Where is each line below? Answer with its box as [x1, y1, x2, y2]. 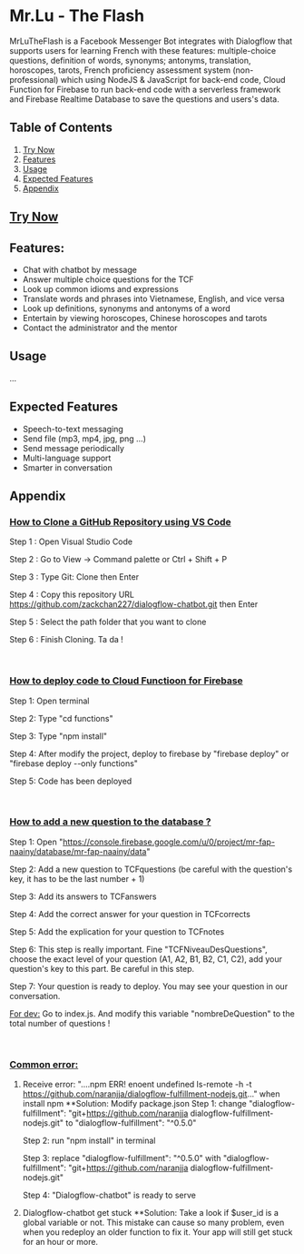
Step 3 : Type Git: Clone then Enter [9, 571, 139, 582]
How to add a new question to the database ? [9, 815, 211, 828]
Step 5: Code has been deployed [9, 775, 132, 786]
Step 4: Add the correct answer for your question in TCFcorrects [9, 908, 251, 919]
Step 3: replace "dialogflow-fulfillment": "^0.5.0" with [22, 1153, 221, 1164]
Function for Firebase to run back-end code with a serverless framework [9, 84, 281, 95]
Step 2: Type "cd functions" [9, 713, 113, 723]
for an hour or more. [22, 1237, 98, 1248]
